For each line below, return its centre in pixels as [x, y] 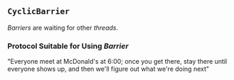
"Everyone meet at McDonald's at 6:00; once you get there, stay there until [117, 62]
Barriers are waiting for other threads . [63, 28]
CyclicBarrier [38, 12]
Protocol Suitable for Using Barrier [68, 46]
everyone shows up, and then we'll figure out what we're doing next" [108, 69]
